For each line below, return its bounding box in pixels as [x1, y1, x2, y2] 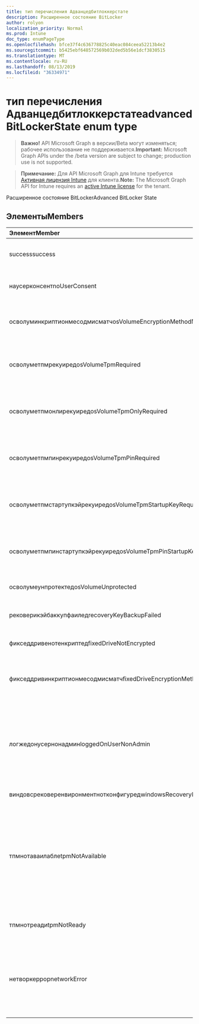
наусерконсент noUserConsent [9, 282, 97, 290]
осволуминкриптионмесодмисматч [9, 318, 113, 326]
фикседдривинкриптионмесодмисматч [9, 675, 123, 682]
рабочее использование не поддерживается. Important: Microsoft [20, 146, 188, 153]
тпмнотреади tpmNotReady [9, 921, 86, 929]
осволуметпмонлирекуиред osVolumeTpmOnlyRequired [9, 407, 168, 415]
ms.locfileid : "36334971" [6, 69, 70, 75]
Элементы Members [6, 211, 84, 221]
